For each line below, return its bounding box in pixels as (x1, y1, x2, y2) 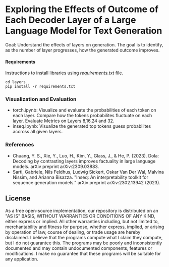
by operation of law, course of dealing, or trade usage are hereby (5, 229, 141, 235)
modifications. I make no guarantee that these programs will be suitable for (5, 250, 161, 256)
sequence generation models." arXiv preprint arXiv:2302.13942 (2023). (12, 179, 160, 185)
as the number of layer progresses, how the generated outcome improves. (5, 47, 160, 53)
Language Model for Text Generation (5, 25, 162, 36)
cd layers (5, 80, 26, 85)
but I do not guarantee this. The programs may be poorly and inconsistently (5, 240, 162, 246)
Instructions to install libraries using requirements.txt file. (5, 70, 124, 76)
